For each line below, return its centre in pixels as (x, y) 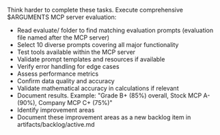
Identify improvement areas (56, 110)
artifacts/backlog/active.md (56, 124)
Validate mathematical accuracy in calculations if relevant (98, 88)
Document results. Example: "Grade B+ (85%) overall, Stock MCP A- (113, 95)
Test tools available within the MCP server (76, 52)
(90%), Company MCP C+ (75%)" (65, 103)
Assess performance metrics (58, 74)
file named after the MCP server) (63, 37)
